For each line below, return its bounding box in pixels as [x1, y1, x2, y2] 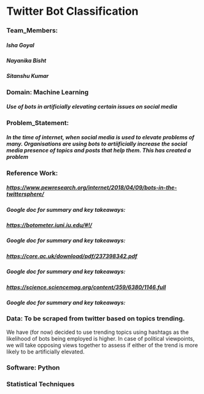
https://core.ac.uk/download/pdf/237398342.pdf [6, 252, 138, 260]
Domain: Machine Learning [6, 88, 89, 96]
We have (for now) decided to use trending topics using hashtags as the [6, 328, 189, 336]
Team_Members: [6, 26, 58, 35]
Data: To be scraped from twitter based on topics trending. [6, 314, 186, 323]
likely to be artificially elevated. [6, 348, 85, 355]
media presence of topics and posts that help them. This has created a [6, 147, 192, 154]
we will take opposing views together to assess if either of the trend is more [6, 341, 198, 349]
